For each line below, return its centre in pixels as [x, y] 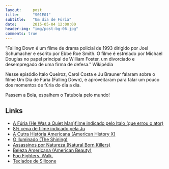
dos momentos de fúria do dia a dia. [43, 85]
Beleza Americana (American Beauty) [52, 150]
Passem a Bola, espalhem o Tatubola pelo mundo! [58, 95]
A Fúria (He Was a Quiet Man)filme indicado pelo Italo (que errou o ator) [88, 123]
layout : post [24, 10]
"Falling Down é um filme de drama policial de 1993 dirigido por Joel [77, 48]
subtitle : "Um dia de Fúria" [38, 19]
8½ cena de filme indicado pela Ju [49, 128]
